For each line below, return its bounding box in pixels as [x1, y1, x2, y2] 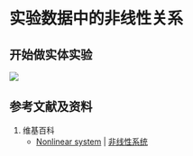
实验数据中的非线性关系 [9, 8, 184, 29]
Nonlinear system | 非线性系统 [35, 136, 149, 147]
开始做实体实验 [9, 47, 93, 62]
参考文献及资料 [9, 99, 93, 115]
